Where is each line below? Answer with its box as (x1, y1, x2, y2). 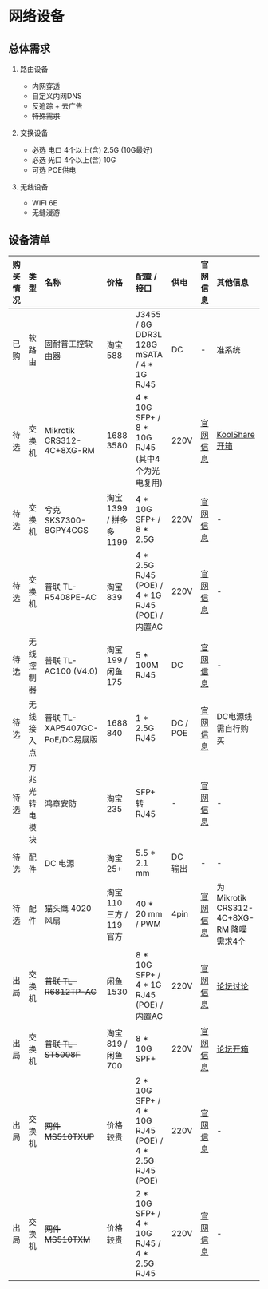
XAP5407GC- (44, 722, 99, 734)
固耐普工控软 (44, 338, 93, 349)
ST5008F (44, 1048, 81, 1060)
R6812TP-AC (44, 986, 97, 997)
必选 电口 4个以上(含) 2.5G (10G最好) (31, 145, 153, 154)
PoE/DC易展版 (44, 734, 98, 745)
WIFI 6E (31, 198, 58, 208)
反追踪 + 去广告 (31, 101, 83, 110)
